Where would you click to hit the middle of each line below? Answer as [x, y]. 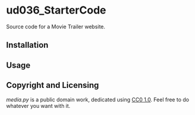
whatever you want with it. [38, 106]
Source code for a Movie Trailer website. [56, 27]
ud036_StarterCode [56, 10]
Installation [27, 45]
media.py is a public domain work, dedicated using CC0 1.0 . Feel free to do [98, 99]
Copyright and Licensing [53, 85]
